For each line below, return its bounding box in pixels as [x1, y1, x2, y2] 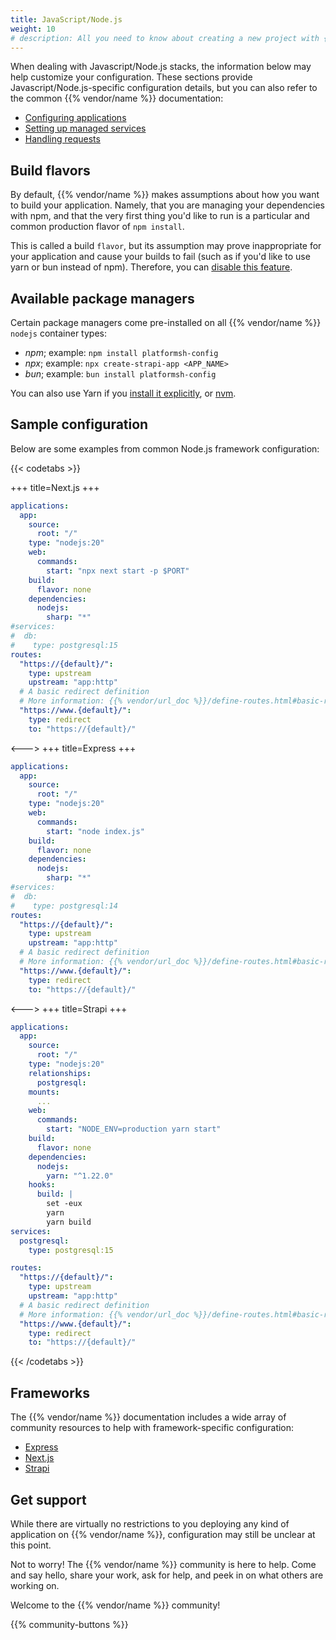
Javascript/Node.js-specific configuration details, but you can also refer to [10, 82, 318, 94]
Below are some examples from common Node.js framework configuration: [10, 442, 320, 455]
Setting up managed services [24, 122, 147, 135]
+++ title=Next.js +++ [10, 481, 100, 493]
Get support [10, 1491, 87, 1508]
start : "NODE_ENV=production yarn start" [46, 1124, 222, 1135]
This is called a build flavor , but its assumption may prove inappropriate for [10, 240, 322, 252]
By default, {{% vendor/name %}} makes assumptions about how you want [10, 189, 320, 201]
